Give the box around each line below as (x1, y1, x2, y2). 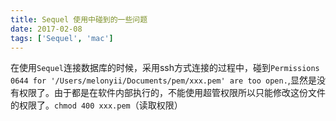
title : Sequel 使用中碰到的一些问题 (10, 14, 148, 25)
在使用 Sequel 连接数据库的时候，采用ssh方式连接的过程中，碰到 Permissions (10, 62, 320, 74)
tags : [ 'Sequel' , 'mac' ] (10, 33, 114, 43)
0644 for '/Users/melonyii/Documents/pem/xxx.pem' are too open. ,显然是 (10, 74, 317, 86)
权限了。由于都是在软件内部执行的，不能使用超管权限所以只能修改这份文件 (18, 87, 326, 99)
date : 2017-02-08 (10, 24, 83, 34)
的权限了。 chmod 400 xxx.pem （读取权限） (10, 99, 183, 111)
